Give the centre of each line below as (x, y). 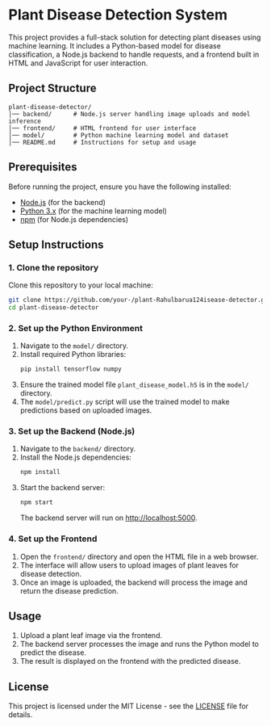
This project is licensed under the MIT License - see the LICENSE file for (128, 706)
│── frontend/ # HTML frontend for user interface (102, 128)
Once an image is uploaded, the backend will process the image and (133, 582)
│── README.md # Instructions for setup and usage (102, 142)
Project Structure (52, 88)
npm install (40, 472)
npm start (37, 502)
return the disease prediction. (69, 590)
